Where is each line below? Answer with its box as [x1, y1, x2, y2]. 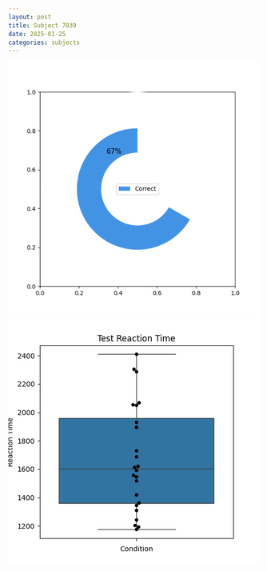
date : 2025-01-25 [8, 30, 66, 38]
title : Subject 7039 [8, 21, 78, 30]
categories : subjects [8, 38, 81, 46]
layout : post [8, 13, 52, 21]
